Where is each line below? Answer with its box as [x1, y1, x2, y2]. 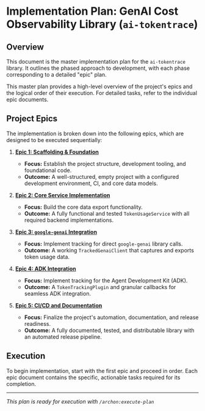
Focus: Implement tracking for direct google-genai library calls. [24, 240, 183, 247]
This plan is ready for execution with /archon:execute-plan [6, 398, 154, 405]
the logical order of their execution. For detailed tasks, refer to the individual [6, 89, 197, 96]
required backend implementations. [24, 216, 114, 224]
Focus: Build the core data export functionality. [24, 203, 143, 211]
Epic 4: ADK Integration [15, 265, 76, 272]
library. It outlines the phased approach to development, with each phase [6, 64, 190, 72]
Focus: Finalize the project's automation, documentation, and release [24, 314, 199, 321]
